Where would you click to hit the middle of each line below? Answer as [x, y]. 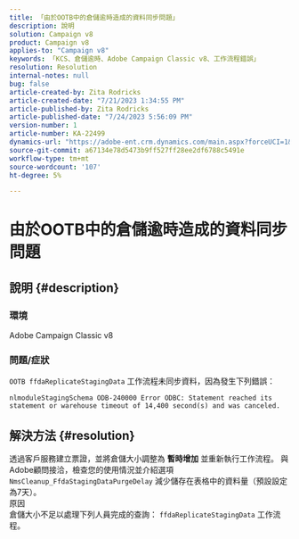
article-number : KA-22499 [57, 134]
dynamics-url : [36, 142]
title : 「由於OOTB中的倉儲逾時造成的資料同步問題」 [94, 17]
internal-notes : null [49, 76]
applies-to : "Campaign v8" [59, 51]
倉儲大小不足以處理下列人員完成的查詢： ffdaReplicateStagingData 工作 [141, 515]
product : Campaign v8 [49, 42]
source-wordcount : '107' [55, 167]
